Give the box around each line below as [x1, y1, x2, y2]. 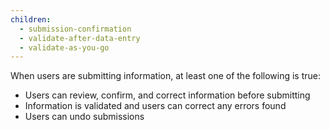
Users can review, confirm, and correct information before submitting [24, 89, 311, 101]
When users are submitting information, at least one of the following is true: [10, 70, 322, 82]
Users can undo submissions [24, 111, 145, 123]
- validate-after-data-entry [19, 33, 141, 43]
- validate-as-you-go [19, 42, 110, 53]
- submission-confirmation [19, 24, 132, 34]
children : [10, 14, 52, 25]
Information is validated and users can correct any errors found [24, 100, 287, 112]
